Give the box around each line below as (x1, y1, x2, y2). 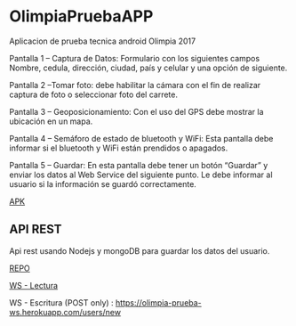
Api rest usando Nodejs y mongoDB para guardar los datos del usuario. (9, 245, 270, 256)
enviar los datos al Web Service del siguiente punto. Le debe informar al (9, 169, 273, 180)
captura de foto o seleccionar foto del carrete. (9, 89, 178, 100)
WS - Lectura (9, 280, 59, 290)
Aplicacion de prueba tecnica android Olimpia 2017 (9, 36, 196, 46)
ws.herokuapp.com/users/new (9, 306, 122, 317)
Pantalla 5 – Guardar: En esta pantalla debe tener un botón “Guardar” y (9, 159, 268, 170)
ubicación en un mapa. (9, 116, 93, 126)
